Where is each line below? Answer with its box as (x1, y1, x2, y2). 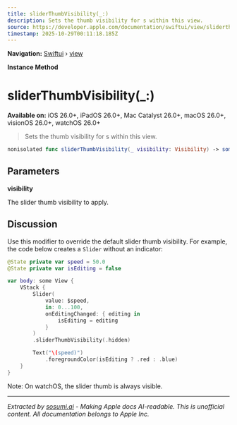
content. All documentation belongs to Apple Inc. (7, 409, 150, 418)
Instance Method (7, 63, 59, 71)
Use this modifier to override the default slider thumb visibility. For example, (7, 237, 228, 246)
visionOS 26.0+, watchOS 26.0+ (7, 119, 101, 127)
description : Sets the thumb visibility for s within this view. (7, 17, 203, 24)
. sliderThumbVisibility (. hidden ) (32, 337, 131, 344)
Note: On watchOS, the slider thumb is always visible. (7, 382, 163, 390)
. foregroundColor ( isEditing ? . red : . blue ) (44, 356, 178, 364)
